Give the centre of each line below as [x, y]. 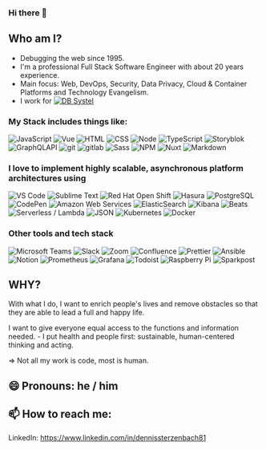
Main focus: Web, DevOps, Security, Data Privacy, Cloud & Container [133, 83]
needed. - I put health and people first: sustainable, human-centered [121, 337]
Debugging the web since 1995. [72, 58]
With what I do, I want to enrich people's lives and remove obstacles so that [133, 304]
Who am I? [35, 39]
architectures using [47, 178]
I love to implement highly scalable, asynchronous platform [126, 168]
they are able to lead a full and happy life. [77, 313]
